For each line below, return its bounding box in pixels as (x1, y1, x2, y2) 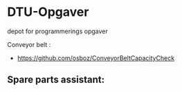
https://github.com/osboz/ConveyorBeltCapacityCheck (17, 53, 175, 62)
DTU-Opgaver (7, 4, 89, 20)
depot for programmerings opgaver (7, 27, 109, 35)
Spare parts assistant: (7, 74, 105, 86)
